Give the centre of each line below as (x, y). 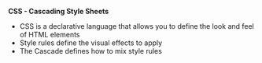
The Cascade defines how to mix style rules (91, 51)
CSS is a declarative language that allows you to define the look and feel (137, 26)
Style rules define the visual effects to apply (91, 43)
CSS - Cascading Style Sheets (59, 11)
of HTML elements (50, 35)
